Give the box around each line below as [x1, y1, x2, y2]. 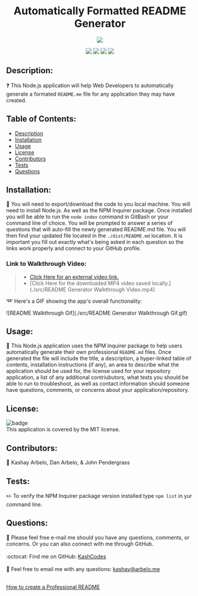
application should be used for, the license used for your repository [6, 368, 171, 375]
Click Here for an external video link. [29, 273, 119, 280]
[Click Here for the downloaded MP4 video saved [29, 280, 151, 287]
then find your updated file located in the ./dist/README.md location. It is [6, 232, 183, 239]
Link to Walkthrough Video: [6, 260, 87, 268]
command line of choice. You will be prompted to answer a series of [6, 219, 173, 227]
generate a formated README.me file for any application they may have [6, 90, 175, 98]
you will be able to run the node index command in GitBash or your [6, 213, 169, 221]
